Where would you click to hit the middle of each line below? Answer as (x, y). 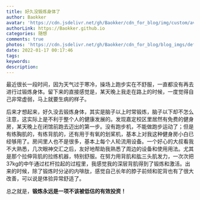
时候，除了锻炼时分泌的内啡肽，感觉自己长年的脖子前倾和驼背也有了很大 (105, 171)
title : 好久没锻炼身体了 (33, 12)
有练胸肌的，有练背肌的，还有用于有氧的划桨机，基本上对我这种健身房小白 (97, 134)
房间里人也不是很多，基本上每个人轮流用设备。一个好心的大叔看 (110, 142)
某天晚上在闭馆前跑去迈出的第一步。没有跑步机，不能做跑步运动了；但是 (105, 127)
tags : (13, 56)
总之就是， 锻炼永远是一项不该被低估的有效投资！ (66, 191)
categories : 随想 (27, 34)
